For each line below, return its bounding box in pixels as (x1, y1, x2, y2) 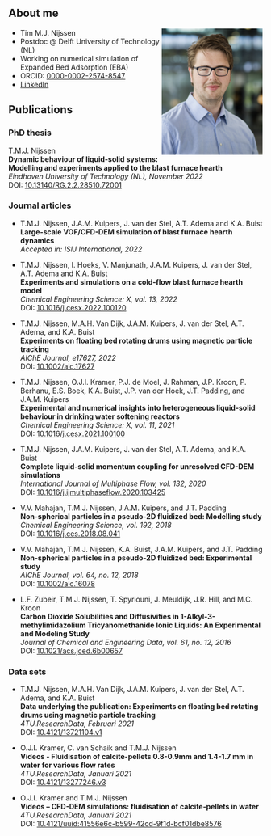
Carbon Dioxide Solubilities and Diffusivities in (19, 611, 180, 621)
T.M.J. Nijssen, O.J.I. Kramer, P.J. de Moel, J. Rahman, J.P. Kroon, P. (19, 377, 247, 386)
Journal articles (8, 200, 72, 211)
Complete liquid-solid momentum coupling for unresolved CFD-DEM (19, 461, 255, 471)
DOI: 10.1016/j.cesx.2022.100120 (19, 302, 127, 312)
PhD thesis (8, 127, 52, 138)
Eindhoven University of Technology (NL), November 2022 (8, 171, 203, 181)
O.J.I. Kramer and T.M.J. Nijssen (19, 793, 127, 803)
